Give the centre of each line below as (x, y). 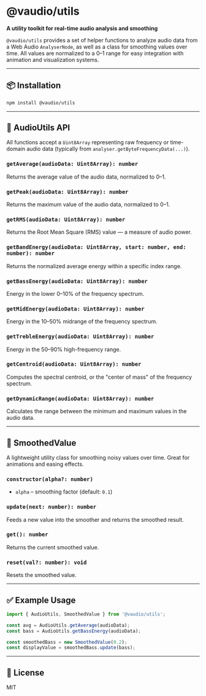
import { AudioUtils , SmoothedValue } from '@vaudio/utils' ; (86, 614)
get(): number (27, 535)
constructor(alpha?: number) (50, 479)
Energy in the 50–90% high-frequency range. (64, 349)
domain (16, 149)
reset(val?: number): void (47, 562)
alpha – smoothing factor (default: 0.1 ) (64, 492)
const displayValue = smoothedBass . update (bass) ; (71, 648)
